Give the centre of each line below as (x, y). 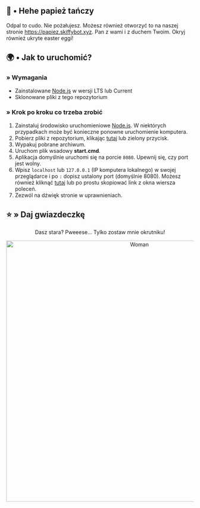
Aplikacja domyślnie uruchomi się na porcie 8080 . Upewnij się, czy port (101, 157)
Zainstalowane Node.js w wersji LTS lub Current (74, 91)
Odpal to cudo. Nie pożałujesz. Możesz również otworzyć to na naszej (92, 25)
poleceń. (26, 189)
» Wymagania (27, 78)
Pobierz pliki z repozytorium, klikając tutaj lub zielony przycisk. (92, 138)
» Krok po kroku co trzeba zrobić (54, 112)
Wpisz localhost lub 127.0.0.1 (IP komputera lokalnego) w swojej (95, 170)
